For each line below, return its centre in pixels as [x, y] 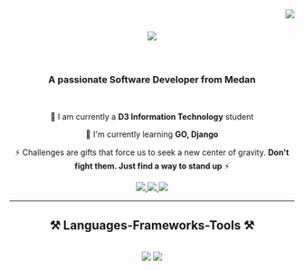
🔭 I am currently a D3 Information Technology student [152, 117]
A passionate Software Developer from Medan [152, 79]
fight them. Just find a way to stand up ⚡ [152, 166]
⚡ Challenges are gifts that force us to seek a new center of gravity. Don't [152, 152]
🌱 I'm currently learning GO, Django [152, 134]
